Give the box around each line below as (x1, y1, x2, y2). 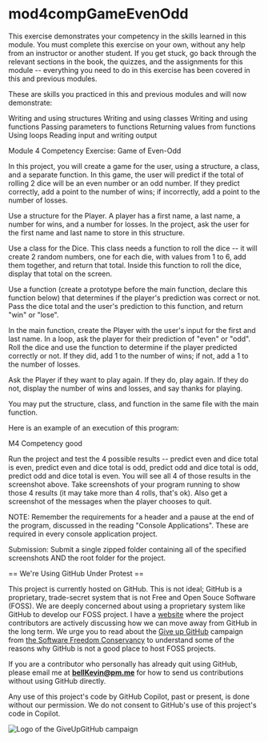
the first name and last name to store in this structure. (8, 227, 186, 237)
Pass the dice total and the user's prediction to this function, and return (8, 301, 243, 311)
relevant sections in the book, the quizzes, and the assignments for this (8, 57, 243, 66)
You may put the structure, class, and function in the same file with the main (8, 399, 259, 408)
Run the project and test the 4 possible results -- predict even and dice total (8, 454, 258, 463)
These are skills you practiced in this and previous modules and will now (8, 89, 247, 98)
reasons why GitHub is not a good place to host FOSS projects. (8, 644, 216, 653)
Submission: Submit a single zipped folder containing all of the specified (8, 544, 246, 554)
